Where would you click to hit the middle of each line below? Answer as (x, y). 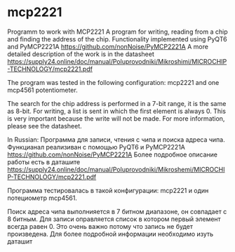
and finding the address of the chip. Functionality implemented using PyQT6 (117, 39)
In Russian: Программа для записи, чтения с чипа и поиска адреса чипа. (116, 139)
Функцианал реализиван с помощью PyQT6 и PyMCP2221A (96, 147)
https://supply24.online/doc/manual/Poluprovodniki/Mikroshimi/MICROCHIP (117, 61)
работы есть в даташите (44, 161)
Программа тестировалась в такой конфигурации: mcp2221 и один (108, 190)
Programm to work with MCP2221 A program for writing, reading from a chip (117, 32)
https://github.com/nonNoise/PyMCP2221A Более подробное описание (112, 154)
